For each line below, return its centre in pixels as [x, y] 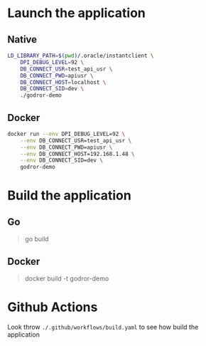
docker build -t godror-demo [67, 278]
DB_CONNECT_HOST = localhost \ [63, 82]
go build [37, 239]
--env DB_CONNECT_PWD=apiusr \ [66, 147]
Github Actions [53, 307]
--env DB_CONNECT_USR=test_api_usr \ [76, 140]
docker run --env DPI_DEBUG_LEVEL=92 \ [66, 134]
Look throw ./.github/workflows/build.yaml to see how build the [103, 327]
